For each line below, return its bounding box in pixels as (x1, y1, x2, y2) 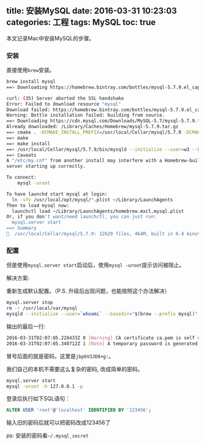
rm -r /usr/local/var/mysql (6, 305, 78, 311)
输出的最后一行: (6, 322, 46, 330)
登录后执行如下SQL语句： (6, 395, 71, 402)
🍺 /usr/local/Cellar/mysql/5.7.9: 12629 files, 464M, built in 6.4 (6, 231, 184, 237)
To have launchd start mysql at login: (6, 191, 108, 197)
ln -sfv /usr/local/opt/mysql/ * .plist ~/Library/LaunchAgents (12, 197, 173, 203)
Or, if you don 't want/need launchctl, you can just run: (6, 214, 157, 220)
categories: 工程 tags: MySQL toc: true (6, 17, 156, 27)
